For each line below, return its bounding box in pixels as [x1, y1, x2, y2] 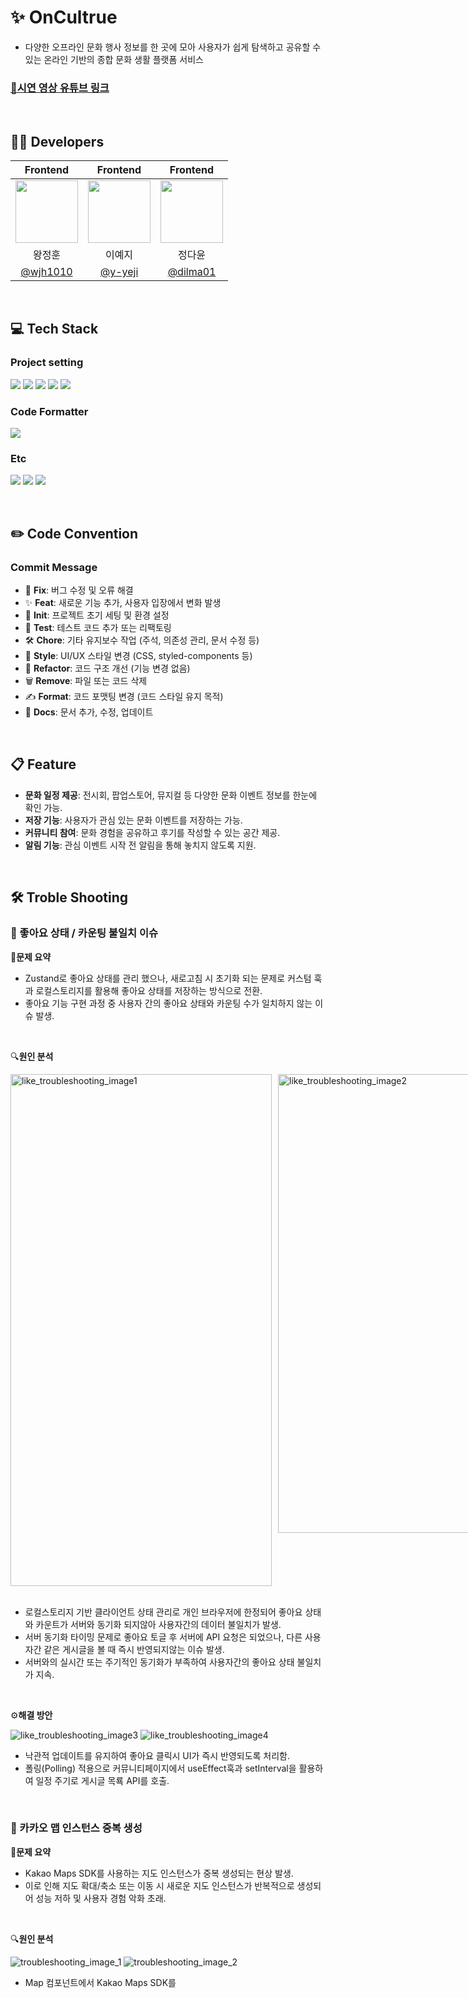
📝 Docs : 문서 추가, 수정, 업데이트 [24, 706, 154, 718]
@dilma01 [167, 265, 217, 279]
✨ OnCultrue [10, 6, 118, 29]
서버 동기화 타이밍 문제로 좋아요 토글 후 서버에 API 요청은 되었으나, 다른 [24, 1631, 303, 1643]
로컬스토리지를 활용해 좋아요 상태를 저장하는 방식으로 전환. [35, 984, 263, 996]
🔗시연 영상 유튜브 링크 [10, 81, 110, 95]
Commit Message [10, 560, 98, 574]
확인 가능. [24, 801, 63, 813]
